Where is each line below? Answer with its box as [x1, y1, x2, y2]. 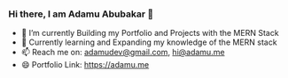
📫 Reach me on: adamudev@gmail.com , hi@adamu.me [20, 47, 225, 58]
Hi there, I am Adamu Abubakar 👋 [8, 8, 154, 20]
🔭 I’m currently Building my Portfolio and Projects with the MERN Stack [20, 28, 280, 39]
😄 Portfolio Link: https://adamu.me [20, 60, 150, 70]
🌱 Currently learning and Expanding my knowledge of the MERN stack [20, 37, 277, 47]
